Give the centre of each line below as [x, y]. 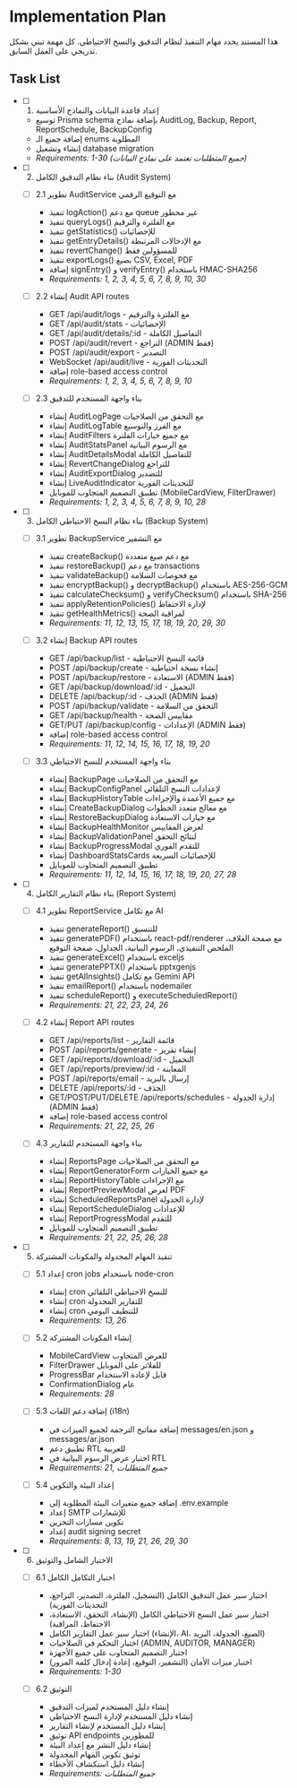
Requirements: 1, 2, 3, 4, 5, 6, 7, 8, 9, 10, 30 [127, 279]
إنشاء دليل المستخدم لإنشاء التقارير [107, 1725]
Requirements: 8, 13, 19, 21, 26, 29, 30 [119, 1541]
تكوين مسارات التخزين [86, 1522]
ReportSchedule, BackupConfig [93, 129]
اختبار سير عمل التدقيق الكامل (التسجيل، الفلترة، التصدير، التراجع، [158, 1595]
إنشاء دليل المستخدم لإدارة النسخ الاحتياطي [121, 1716]
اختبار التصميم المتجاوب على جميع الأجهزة [118, 1652]
